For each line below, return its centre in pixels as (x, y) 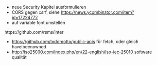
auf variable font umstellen (38, 22)
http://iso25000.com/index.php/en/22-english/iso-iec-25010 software (82, 52)
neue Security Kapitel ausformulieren (49, 7)
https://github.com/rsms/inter (34, 32)
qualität (19, 57)
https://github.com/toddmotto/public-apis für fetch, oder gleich (75, 42)
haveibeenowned (29, 47)
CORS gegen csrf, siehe (35, 12)
